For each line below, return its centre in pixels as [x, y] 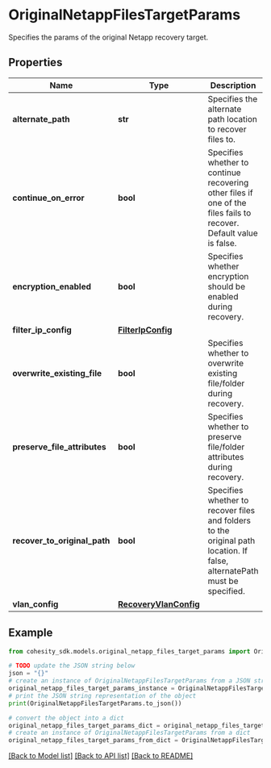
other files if [230, 193]
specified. [227, 591]
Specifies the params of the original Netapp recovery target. [108, 37]
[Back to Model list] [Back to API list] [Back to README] [101, 756]
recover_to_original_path [61, 541]
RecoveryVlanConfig [159, 604]
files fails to [229, 213]
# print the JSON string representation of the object [102, 695]
